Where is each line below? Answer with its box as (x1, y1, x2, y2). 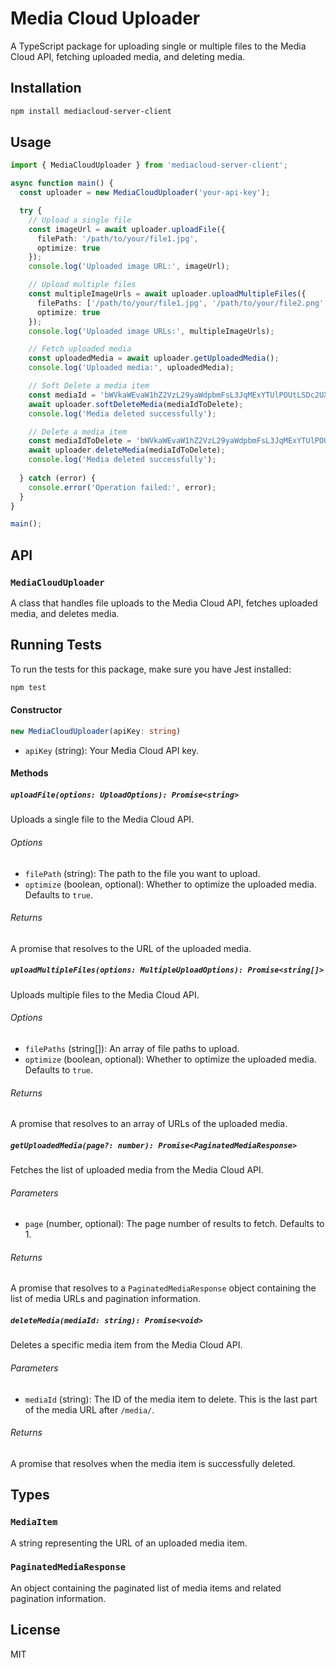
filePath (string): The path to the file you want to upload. (24, 867, 261, 879)
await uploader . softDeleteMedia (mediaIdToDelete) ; (28, 399, 244, 409)
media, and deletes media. (10, 608, 120, 619)
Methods (10, 767, 49, 779)
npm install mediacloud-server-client (10, 106, 172, 116)
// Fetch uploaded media (28, 344, 132, 354)
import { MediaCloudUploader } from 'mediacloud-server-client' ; (10, 160, 288, 171)
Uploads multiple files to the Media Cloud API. (10, 988, 200, 1001)
